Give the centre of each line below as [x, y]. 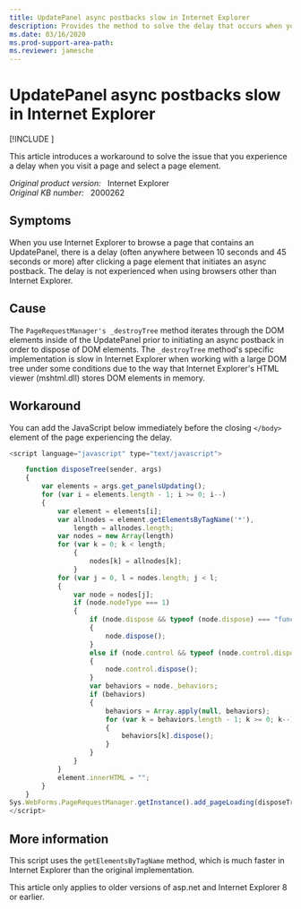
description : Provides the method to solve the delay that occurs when [146, 26]
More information [59, 839]
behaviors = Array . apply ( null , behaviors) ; [188, 711]
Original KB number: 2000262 [67, 193]
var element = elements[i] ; [110, 511]
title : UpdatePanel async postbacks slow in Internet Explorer [130, 17]
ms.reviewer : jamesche [52, 51]
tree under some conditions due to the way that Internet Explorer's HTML [144, 368]
